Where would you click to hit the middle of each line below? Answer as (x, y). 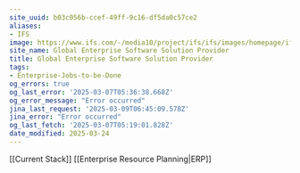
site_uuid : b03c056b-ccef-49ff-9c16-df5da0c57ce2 (104, 17)
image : (21, 42)
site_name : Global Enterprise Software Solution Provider (119, 51)
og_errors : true (39, 84)
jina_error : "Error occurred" (66, 117)
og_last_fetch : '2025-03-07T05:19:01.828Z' (92, 126)
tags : (19, 68)
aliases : (25, 26)
